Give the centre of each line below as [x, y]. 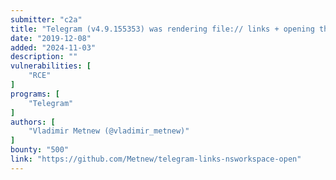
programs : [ [35, 94]
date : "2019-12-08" [51, 38]
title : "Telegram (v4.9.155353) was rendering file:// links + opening [162, 29]
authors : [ [33, 122]
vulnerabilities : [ [51, 66]
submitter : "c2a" [46, 19]
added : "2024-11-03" [53, 47]
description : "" [44, 57]
